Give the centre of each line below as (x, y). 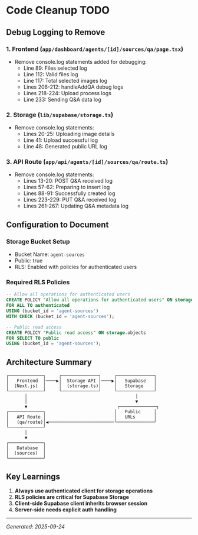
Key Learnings (33, 476)
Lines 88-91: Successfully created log (69, 193)
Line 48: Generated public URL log (65, 147)
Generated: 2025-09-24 (36, 526)
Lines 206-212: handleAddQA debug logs (73, 87)
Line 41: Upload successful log (61, 140)
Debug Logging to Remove (56, 32)
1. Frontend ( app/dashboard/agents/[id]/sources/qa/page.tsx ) (95, 49)
